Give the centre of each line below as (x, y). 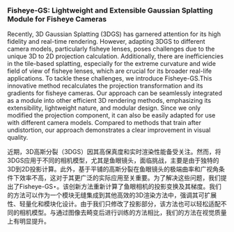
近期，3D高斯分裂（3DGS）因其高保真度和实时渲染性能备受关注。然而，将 (114, 152)
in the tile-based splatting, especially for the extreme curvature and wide (111, 64)
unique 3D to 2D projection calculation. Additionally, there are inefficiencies (116, 56)
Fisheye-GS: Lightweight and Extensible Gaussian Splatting (110, 10)
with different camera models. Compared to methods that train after (104, 123)
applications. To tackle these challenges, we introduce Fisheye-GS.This (110, 78)
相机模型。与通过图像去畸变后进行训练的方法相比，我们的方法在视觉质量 (123, 213)
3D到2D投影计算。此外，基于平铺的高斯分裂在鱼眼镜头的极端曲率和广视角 (113, 169)
